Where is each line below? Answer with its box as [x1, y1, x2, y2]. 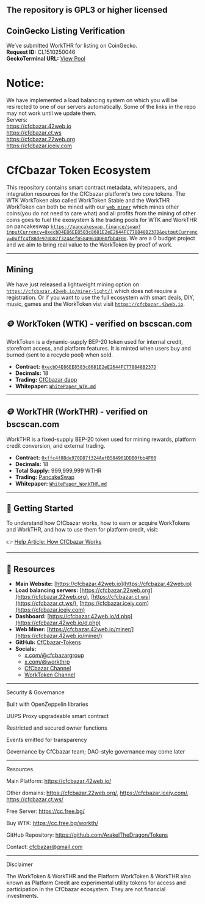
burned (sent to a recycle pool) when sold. [6, 351, 113, 358]
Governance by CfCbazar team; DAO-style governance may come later [6, 748, 185, 755]
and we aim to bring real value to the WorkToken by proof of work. [6, 241, 173, 248]
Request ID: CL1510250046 [6, 48, 76, 56]
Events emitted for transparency [6, 736, 87, 744]
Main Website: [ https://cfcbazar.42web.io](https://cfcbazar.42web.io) [15, 580, 192, 588]
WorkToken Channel [24, 671, 75, 678]
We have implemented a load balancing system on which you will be [6, 97, 178, 104]
